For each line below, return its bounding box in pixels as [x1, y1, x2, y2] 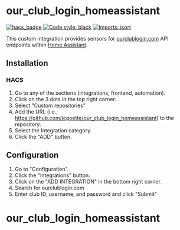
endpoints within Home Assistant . [6, 41, 88, 48]
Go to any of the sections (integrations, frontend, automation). [14, 89, 166, 96]
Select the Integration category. [14, 126, 92, 134]
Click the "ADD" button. [14, 133, 72, 140]
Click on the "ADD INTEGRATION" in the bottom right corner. [14, 178, 162, 185]
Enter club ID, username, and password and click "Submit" [14, 191, 158, 198]
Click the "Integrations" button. [14, 172, 90, 179]
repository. [14, 121, 41, 128]
